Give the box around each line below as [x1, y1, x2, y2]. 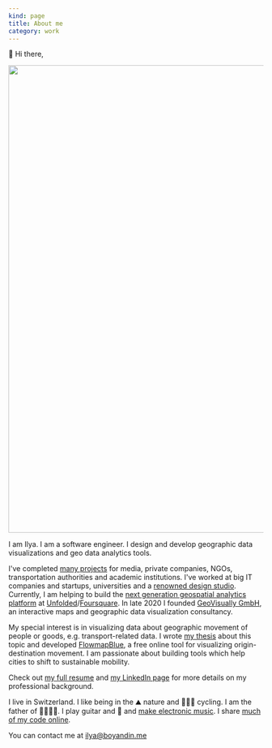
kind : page [8, 11, 45, 20]
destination [8, 648, 46, 658]
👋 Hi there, [8, 49, 45, 59]
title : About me [8, 19, 63, 28]
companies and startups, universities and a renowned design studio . [8, 581, 236, 591]
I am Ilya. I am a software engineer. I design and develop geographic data [8, 540, 253, 549]
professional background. [8, 681, 95, 691]
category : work [8, 27, 60, 35]
